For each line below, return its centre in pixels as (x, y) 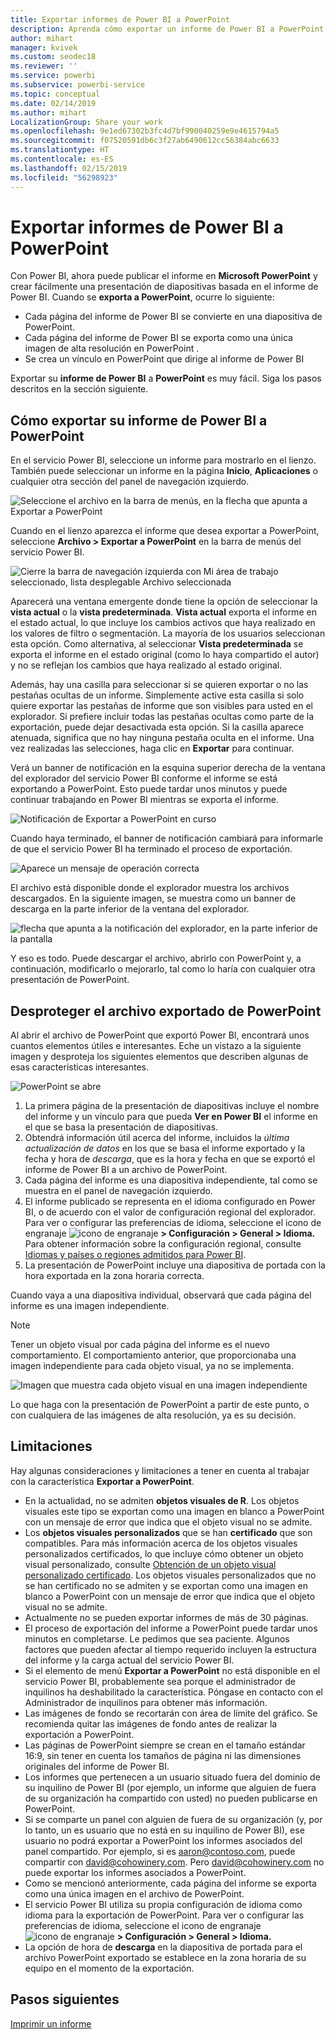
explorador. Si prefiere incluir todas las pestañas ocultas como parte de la (162, 717)
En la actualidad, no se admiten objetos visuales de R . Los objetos (162, 1500)
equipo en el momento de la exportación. (109, 1968)
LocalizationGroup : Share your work (86, 122)
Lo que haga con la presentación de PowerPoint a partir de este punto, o (160, 1405)
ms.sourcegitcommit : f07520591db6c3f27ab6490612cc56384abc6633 (145, 141)
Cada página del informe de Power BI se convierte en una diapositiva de (173, 317)
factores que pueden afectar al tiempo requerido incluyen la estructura (170, 1649)
